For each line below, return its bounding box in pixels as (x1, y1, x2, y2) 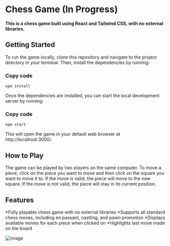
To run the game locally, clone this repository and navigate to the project (5, 54, 157, 60)
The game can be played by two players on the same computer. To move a (5, 165, 161, 171)
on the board (5, 225, 32, 231)
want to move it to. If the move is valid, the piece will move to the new (5, 175, 151, 181)
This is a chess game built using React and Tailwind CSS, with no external (5, 20, 163, 26)
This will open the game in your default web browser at (5, 131, 121, 137)
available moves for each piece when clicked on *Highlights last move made (5, 220, 165, 226)
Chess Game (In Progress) (5, 4, 118, 15)
